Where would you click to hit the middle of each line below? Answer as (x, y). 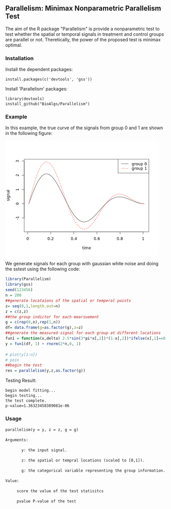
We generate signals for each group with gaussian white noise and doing (82, 264)
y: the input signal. (44, 450)
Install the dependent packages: (39, 70)
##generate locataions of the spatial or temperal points (68, 300)
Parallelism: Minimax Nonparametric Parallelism (83, 8)
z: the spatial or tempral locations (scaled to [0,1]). (83, 460)
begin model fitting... (31, 390)
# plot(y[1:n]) (21, 355)
